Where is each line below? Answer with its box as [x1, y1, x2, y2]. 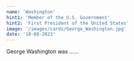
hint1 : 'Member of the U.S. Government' [6, 14, 111, 21]
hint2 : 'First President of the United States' [6, 20, 130, 26]
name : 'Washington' [6, 8, 56, 15]
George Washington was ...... [6, 48, 79, 55]
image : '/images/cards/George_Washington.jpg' [6, 25, 127, 32]
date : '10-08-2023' [6, 31, 56, 37]
